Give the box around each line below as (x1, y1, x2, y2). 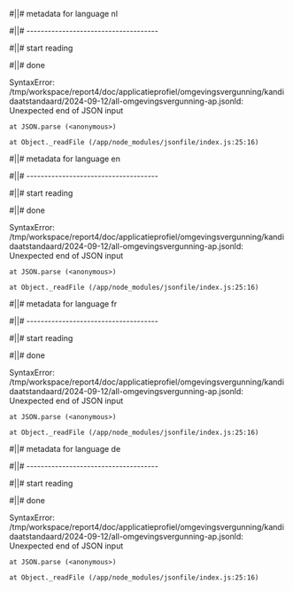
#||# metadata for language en (9, 153, 121, 164)
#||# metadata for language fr (9, 299, 118, 309)
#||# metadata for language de (9, 444, 121, 454)
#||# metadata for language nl (9, 9, 118, 19)
